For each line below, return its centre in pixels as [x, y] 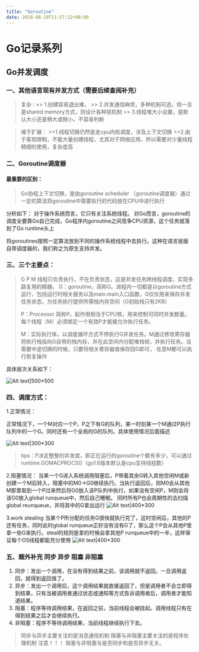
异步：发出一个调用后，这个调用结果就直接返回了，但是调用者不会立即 [101, 586]
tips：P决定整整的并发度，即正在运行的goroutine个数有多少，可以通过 [106, 455]
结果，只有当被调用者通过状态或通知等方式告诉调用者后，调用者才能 [103, 593]
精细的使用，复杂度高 [47, 147]
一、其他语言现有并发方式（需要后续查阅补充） [73, 91]
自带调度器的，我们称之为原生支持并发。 [56, 248]
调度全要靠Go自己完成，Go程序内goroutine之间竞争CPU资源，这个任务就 [96, 221]
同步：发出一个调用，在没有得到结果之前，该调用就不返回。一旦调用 [98, 571]
